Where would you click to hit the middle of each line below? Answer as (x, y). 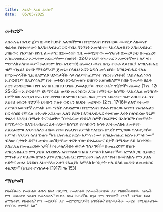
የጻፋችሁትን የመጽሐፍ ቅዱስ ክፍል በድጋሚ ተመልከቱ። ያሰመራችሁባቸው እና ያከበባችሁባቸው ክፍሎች (78, 191)
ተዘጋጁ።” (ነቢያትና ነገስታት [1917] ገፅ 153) (41, 168)
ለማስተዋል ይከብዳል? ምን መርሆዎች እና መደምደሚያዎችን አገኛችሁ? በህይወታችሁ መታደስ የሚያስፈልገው (81, 201)
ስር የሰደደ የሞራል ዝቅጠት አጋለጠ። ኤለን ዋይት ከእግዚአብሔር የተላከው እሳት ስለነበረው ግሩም (80, 113)
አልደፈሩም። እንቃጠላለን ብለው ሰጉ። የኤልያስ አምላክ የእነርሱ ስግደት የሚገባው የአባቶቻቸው (79, 129)
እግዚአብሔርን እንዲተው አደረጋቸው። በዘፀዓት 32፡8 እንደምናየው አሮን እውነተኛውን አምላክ (78, 58)
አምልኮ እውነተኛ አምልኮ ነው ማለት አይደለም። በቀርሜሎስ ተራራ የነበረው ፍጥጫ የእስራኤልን (80, 107)
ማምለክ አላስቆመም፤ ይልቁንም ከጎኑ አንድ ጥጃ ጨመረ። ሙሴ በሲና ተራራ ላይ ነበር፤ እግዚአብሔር (81, 63)
